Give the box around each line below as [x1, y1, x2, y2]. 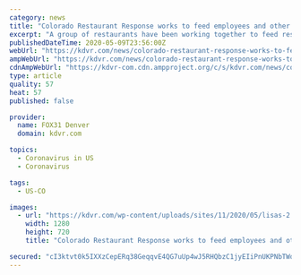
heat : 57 [9, 88, 42, 97]
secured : [9, 252, 42, 261]
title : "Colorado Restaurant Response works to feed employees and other [9, 21, 291, 30]
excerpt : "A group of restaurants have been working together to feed [9, 30, 279, 39]
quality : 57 [9, 80, 54, 89]
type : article [9, 72, 63, 81]
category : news [9, 13, 66, 22]
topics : [9, 145, 39, 155]
